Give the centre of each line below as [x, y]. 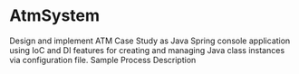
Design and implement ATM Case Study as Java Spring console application [150, 41]
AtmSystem [55, 16]
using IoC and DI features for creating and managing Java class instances [147, 50]
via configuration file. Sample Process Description [103, 60]
